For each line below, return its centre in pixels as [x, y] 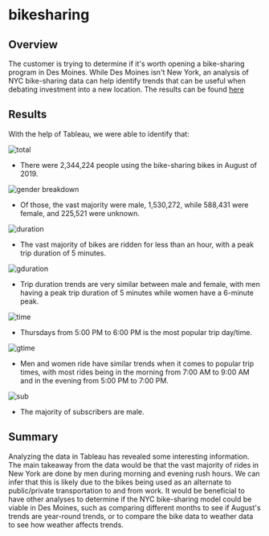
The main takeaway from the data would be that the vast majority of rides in [134, 464]
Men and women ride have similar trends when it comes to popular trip [137, 363]
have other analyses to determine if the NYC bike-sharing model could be [130, 499]
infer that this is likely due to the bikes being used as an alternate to [120, 482]
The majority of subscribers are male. [82, 411]
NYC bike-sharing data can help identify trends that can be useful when [127, 81]
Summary [33, 437]
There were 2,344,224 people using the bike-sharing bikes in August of [139, 165]
